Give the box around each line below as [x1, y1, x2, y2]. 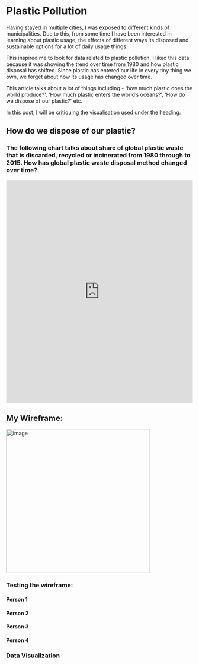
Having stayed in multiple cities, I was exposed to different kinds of [6, 24, 170, 31]
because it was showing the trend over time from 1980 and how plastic [6, 61, 179, 68]
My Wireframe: [6, 413, 63, 423]
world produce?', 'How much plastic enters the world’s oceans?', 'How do [6, 91, 185, 98]
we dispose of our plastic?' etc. [6, 97, 83, 105]
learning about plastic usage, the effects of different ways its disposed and [6, 36, 189, 43]
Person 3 [6, 623, 29, 630]
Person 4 [6, 637, 29, 644]
